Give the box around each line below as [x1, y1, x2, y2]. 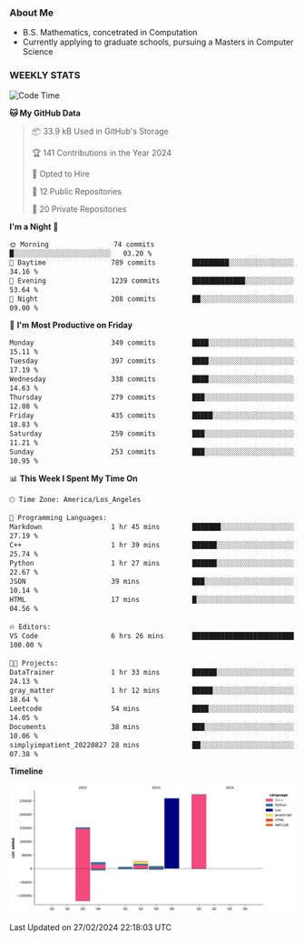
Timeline [9, 766, 44, 777]
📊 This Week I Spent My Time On [9, 473, 138, 484]
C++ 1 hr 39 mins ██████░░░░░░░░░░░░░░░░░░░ [9, 540, 295, 549]
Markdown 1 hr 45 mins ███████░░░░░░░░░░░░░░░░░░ [9, 522, 295, 531]
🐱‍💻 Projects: [9, 658, 59, 667]
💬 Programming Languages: [9, 513, 107, 522]
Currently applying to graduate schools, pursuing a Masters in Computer [22, 36, 294, 47]
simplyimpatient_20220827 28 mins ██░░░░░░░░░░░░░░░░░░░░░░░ [9, 740, 295, 749]
